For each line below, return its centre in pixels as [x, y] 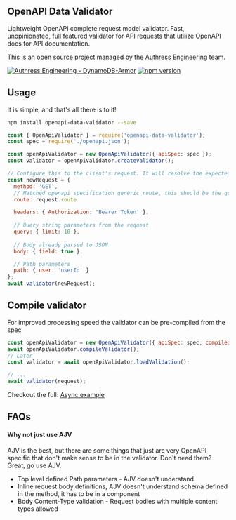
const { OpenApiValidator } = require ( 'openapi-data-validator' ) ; [106, 135]
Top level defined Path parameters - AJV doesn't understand [106, 479]
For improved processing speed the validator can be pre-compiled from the [117, 322]
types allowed [38, 509]
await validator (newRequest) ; [52, 284]
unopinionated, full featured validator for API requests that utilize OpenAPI [114, 36]
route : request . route [45, 199]
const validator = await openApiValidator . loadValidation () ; [99, 362]
